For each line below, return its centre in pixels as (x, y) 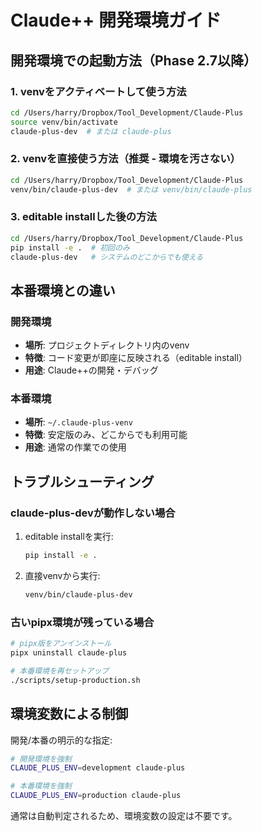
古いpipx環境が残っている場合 (82, 622)
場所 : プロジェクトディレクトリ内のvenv (107, 345)
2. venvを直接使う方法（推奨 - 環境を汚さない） (125, 159)
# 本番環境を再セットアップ (60, 671)
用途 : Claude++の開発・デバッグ (91, 370)
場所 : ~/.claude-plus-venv (78, 422)
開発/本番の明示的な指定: (61, 740)
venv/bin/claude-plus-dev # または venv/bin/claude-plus (131, 189)
